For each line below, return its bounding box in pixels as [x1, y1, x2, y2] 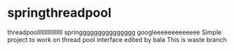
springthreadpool [7, 5, 112, 21]
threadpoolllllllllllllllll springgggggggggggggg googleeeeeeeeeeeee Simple [7, 28, 222, 36]
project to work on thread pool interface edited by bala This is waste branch [7, 35, 227, 43]
